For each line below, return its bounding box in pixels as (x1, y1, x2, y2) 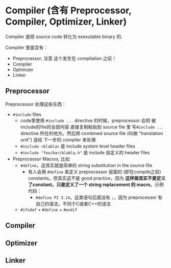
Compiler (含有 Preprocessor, (5, 5, 132, 16)
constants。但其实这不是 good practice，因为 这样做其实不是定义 (28, 175, 166, 181)
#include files (12, 111, 42, 117)
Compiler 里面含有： (5, 44, 48, 50)
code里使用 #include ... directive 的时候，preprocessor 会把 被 (20, 117, 156, 123)
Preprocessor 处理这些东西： (5, 101, 66, 107)
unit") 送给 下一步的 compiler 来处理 (20, 136, 96, 142)
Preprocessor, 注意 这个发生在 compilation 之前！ (12, 55, 116, 61)
